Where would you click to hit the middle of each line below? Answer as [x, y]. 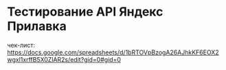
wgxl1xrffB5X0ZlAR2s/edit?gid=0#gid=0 [64, 59]
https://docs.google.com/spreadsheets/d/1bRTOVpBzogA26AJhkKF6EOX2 [113, 52]
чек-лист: [21, 45]
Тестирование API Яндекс [85, 12]
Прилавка [37, 26]
